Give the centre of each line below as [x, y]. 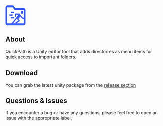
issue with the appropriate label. [39, 118]
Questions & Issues [36, 101]
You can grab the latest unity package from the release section [71, 85]
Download [21, 73]
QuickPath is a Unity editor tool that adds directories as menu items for [79, 51]
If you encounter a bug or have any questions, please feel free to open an [82, 113]
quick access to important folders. [41, 57]
